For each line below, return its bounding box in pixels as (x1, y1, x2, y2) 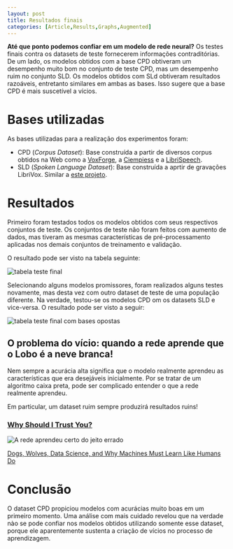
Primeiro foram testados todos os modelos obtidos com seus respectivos (7, 218, 218, 227)
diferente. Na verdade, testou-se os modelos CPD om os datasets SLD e (7, 296, 216, 304)
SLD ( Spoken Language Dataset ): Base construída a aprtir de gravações (17, 163, 227, 171)
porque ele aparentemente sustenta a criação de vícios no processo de (7, 527, 213, 535)
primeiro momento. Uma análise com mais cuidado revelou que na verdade (7, 512, 224, 520)
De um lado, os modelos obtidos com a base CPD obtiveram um (7, 57, 192, 66)
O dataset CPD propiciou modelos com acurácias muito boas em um (7, 504, 204, 513)
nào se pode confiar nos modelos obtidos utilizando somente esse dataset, (7, 519, 224, 528)
